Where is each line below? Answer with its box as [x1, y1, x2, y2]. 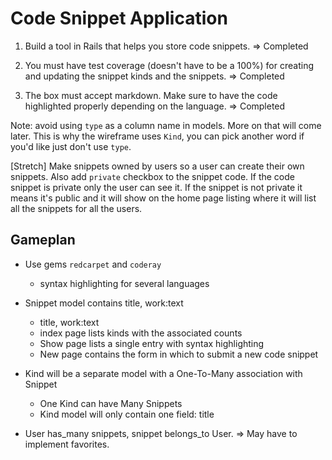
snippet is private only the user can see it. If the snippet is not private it [10, 181, 303, 193]
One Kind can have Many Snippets [39, 397, 183, 409]
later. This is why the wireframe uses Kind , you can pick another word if [10, 130, 305, 142]
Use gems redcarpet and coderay [24, 258, 162, 270]
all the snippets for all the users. [10, 202, 143, 214]
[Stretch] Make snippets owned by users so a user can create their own [10, 160, 305, 172]
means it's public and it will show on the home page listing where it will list [10, 192, 317, 204]
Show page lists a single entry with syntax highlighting [39, 337, 265, 349]
